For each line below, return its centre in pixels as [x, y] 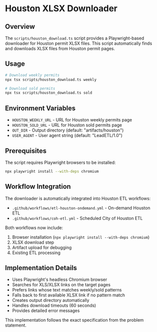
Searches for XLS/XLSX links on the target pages [61, 285]
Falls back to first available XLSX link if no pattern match [69, 295]
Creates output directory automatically [51, 300]
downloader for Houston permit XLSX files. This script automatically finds [78, 43]
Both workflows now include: [34, 228]
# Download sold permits [30, 88]
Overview [20, 27]
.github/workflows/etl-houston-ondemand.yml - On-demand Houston [81, 208]
